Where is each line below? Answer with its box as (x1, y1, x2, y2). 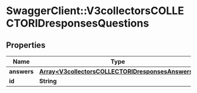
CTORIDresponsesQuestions (6, 16, 150, 30)
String (39, 77, 57, 85)
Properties (6, 40, 46, 50)
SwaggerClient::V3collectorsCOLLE (6, 4, 185, 18)
